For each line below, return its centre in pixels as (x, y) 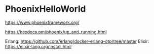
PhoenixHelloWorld (46, 9)
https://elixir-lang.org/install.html (38, 46)
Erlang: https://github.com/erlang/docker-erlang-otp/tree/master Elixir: (77, 41)
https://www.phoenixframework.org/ (42, 22)
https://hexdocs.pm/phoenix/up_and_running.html (56, 32)
